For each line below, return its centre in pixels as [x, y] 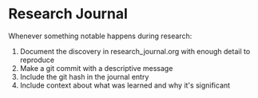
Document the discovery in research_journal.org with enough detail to [135, 51]
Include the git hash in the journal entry [84, 76]
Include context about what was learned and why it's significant [125, 85]
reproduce [37, 60]
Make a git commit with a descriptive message [96, 68]
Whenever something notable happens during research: [100, 36]
